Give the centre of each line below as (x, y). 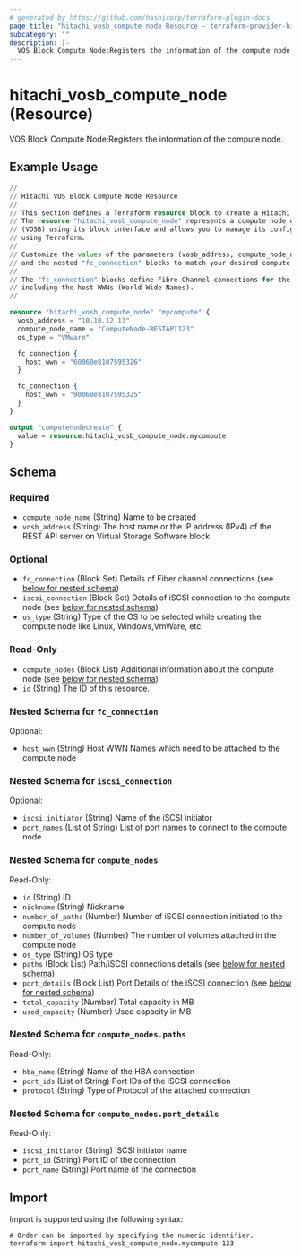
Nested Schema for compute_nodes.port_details (114, 1114)
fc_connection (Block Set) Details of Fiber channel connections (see (148, 579)
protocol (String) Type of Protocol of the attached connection (136, 1090)
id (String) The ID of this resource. (86, 688)
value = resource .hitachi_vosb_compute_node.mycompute (122, 435)
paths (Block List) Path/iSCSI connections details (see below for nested (153, 963)
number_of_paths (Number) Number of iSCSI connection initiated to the (152, 916)
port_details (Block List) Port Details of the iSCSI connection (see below (157, 983)
